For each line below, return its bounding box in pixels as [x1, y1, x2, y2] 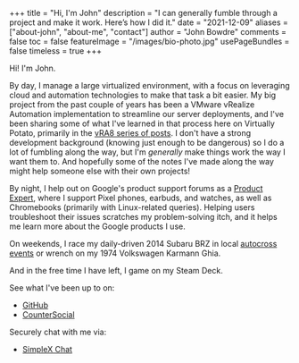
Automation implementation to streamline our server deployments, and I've [9, 109, 284, 119]
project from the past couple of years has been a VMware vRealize [9, 99, 255, 110]
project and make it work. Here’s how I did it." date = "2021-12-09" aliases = [9, 17, 288, 28]
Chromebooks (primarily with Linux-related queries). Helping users [9, 202, 255, 213]
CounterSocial [21, 309, 75, 320]
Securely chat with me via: [9, 326, 107, 337]
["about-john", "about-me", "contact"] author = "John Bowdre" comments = [9, 27, 287, 37]
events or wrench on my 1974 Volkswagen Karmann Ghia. [9, 248, 221, 258]
